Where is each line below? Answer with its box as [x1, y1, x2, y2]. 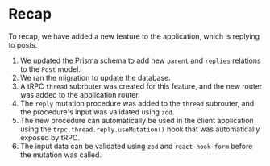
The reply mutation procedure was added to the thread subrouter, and [19, 98, 255, 108]
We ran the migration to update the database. [19, 73, 171, 82]
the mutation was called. [19, 150, 102, 160]
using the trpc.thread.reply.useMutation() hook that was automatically [19, 124, 260, 134]
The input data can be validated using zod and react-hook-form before [19, 141, 253, 151]
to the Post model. [19, 64, 81, 73]
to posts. [8, 39, 38, 49]
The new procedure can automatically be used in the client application [19, 115, 254, 125]
